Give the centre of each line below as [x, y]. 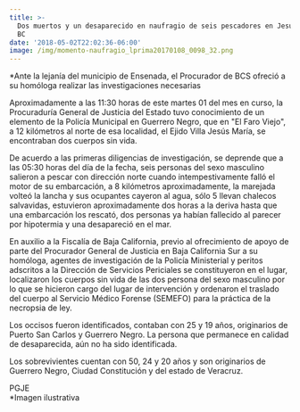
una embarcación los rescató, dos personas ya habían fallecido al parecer [145, 215]
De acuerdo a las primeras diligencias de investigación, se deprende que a [146, 158]
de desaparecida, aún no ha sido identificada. [93, 344]
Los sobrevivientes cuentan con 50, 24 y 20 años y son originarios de [137, 361]
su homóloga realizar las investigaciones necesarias [105, 86]
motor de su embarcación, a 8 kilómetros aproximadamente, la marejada [142, 186]
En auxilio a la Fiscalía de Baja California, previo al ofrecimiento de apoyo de [149, 242]
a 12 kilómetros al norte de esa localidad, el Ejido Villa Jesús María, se [137, 131]
